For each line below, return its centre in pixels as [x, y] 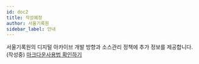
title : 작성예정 [24, 18]
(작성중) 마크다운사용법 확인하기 [44, 55]
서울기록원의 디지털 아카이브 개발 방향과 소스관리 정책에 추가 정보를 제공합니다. [100, 47]
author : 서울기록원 [28, 23]
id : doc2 [17, 12]
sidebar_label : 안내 [31, 29]
